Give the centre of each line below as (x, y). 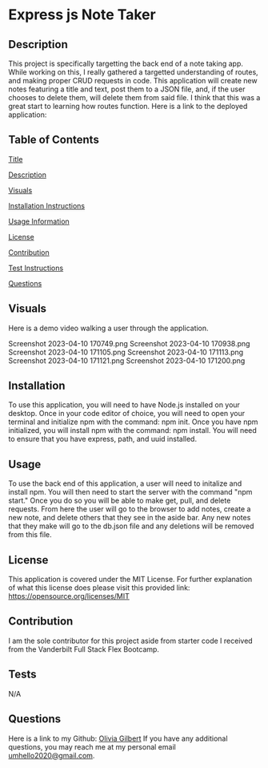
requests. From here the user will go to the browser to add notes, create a (130, 509)
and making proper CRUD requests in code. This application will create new (133, 81)
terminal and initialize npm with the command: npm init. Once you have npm (133, 422)
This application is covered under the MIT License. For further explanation (130, 580)
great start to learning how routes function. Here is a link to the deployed (128, 106)
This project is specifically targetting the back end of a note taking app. (126, 63)
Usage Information (39, 221)
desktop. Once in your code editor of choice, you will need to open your (127, 414)
